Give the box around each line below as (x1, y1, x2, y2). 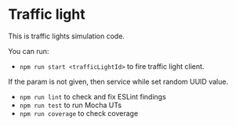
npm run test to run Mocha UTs (19, 100, 122, 110)
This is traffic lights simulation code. (8, 31, 125, 41)
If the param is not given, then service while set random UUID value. (8, 77, 229, 86)
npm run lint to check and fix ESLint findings (19, 92, 166, 101)
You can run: (8, 46, 49, 56)
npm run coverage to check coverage (19, 108, 139, 118)
